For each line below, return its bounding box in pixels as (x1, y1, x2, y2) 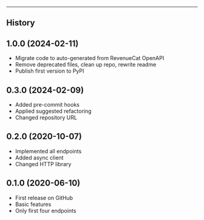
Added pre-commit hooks (15, 101, 80, 108)
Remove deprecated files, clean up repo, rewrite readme (15, 61, 157, 68)
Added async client (15, 154, 64, 161)
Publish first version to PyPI (15, 67, 84, 75)
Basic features (15, 201, 52, 208)
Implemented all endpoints (15, 147, 82, 155)
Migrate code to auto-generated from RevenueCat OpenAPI (15, 55, 165, 62)
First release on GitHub (15, 194, 73, 201)
